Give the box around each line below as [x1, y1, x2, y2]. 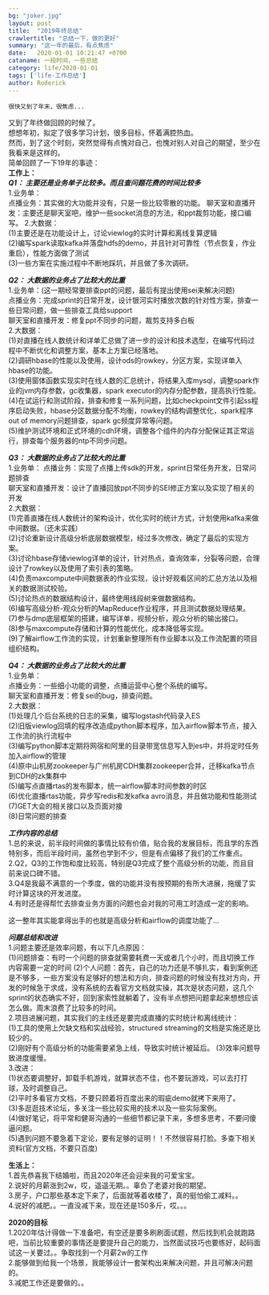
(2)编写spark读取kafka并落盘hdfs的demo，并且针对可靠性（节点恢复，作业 [8, 238, 256, 247]
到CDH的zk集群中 [8, 771, 67, 780]
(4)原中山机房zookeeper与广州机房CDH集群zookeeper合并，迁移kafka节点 [8, 760, 255, 771]
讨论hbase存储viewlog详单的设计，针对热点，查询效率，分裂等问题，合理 [17, 553, 260, 563]
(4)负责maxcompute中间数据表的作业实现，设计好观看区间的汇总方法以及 [8, 573, 251, 583]
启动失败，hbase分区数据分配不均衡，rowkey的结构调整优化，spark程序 [14, 405, 254, 415]
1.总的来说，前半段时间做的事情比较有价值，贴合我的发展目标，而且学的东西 [8, 838, 259, 848]
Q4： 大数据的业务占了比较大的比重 [8, 660, 126, 670]
